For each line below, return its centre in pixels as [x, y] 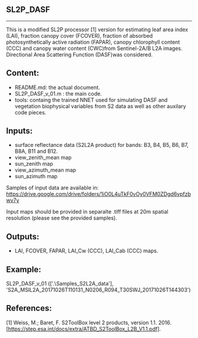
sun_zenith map [34, 164]
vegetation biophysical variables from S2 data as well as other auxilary [100, 106]
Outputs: [23, 236]
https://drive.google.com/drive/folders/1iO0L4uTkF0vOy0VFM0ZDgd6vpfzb [99, 194]
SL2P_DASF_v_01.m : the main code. [58, 93]
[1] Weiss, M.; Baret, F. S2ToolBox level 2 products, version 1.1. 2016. [89, 322]
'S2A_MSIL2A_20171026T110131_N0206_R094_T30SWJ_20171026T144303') [98, 290]
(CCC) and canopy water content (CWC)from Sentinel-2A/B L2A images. [94, 48]
